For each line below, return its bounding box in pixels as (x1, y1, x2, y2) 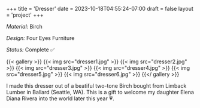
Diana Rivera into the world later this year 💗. (6, 95, 115, 102)
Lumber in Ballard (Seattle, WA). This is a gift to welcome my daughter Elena (6, 89, 195, 95)
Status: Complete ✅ (6, 46, 55, 53)
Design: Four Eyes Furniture (6, 35, 75, 41)
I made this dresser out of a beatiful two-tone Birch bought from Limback (6, 82, 187, 89)
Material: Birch (6, 23, 43, 30)
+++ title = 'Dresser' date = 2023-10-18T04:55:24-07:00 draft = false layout (6, 5, 193, 12)
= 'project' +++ (6, 11, 44, 18)
